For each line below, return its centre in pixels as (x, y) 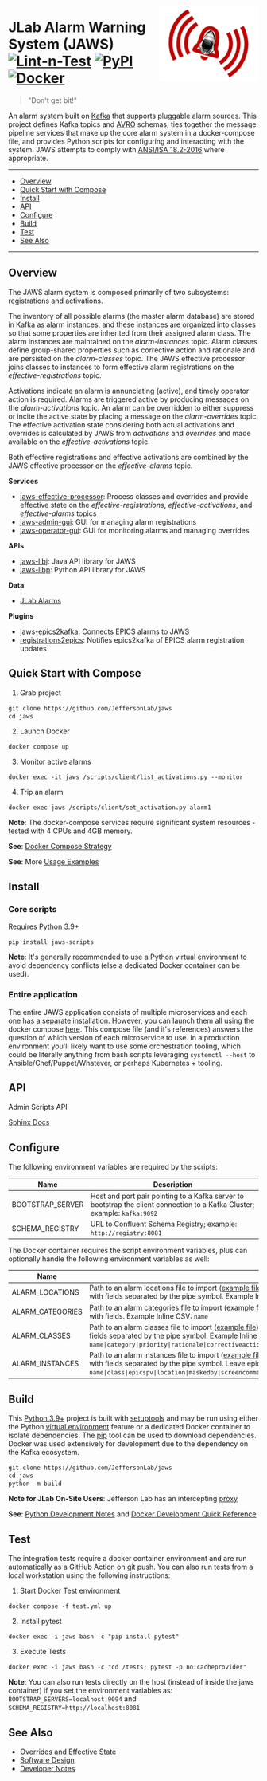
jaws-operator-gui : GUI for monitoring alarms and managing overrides (134, 530)
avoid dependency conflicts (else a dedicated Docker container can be (124, 965)
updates (33, 648)
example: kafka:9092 (124, 1213)
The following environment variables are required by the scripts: (113, 1167)
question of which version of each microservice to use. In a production (124, 1037)
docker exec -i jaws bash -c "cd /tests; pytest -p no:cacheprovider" (128, 1667)
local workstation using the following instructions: (89, 1575)
